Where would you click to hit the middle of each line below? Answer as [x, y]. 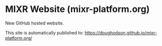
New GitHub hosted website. [34, 23]
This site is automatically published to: [44, 32]
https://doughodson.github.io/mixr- [121, 32]
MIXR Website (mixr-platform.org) [78, 9]
